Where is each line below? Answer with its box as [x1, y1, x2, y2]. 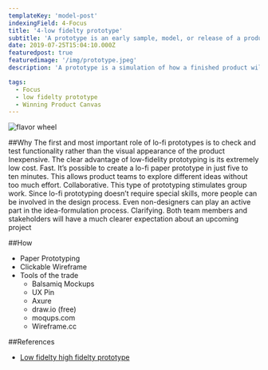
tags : [8, 78, 26, 86]
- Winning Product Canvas [15, 101, 102, 109]
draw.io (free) [31, 304, 77, 314]
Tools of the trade [19, 271, 79, 280]
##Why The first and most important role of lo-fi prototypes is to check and [8, 137, 257, 148]
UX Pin [31, 288, 55, 297]
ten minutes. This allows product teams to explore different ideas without [8, 172, 248, 181]
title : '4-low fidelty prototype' [8, 26, 124, 34]
